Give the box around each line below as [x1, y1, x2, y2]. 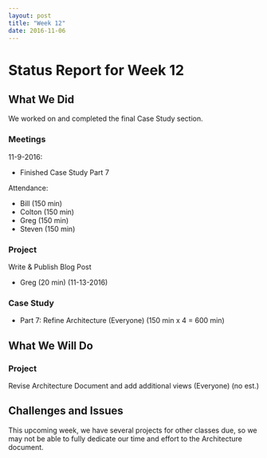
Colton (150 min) [19, 207, 74, 217]
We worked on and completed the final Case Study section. [8, 114, 203, 124]
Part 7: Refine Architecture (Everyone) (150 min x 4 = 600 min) [19, 316, 225, 325]
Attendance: [8, 183, 49, 193]
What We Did [8, 93, 75, 106]
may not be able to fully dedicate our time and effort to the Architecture [8, 433, 243, 444]
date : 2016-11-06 [8, 26, 66, 34]
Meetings [8, 133, 46, 145]
